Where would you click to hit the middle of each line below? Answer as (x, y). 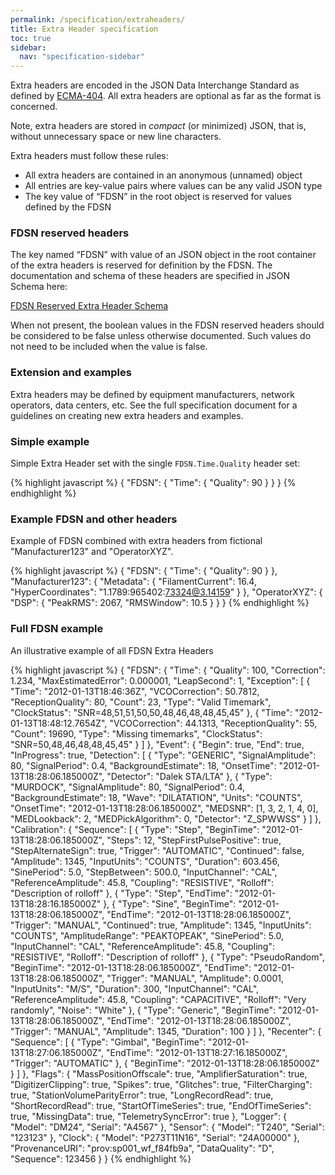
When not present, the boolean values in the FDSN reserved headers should (167, 325)
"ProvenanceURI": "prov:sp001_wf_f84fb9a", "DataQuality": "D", (142, 1148)
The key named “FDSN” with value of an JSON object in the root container (163, 255)
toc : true (31, 38)
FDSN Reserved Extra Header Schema (89, 306)
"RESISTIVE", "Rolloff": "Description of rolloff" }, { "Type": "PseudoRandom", (167, 957)
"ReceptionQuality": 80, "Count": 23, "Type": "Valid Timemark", (141, 702)
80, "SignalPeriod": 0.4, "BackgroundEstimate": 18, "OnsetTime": (143, 765)
